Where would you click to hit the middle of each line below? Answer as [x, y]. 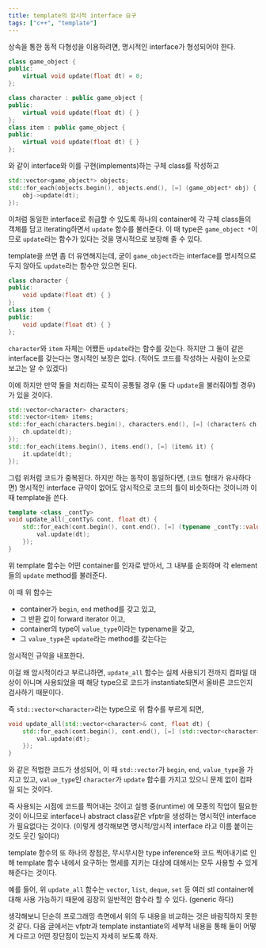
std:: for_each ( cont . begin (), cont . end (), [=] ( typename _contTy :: [134, 527]
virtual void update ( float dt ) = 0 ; [83, 76]
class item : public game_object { [67, 128]
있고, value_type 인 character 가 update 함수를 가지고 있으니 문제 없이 [130, 780]
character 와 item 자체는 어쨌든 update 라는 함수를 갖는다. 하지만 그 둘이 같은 [126, 348]
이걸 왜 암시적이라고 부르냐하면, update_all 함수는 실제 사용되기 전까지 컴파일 [128, 672]
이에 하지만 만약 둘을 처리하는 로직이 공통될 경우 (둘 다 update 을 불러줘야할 [123, 384]
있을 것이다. [34, 395]
